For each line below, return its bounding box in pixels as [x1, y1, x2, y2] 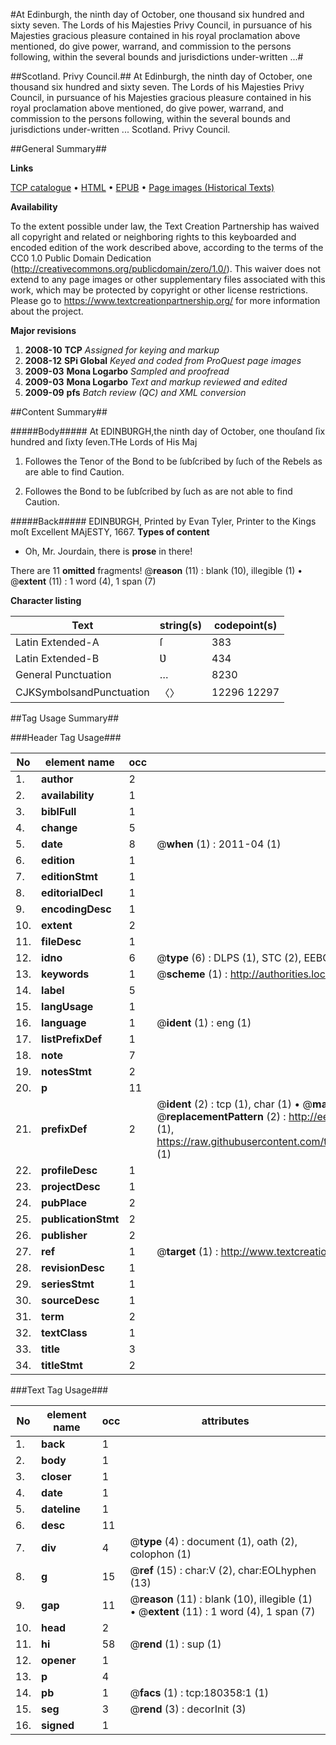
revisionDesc [41, 1261, 105, 1274]
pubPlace [41, 1196, 88, 1209]
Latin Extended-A [15, 635, 100, 649]
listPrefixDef [41, 1032, 103, 1046]
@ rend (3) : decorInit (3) [129, 1702, 247, 1716]
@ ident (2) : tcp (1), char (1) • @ [156, 1097, 313, 1111]
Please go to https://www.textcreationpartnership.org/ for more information [10, 295, 321, 306]
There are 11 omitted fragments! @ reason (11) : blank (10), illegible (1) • [10, 565, 303, 576]
